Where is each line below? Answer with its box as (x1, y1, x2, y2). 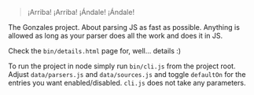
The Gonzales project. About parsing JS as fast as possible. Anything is (8, 23, 240, 31)
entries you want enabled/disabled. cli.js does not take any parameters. (8, 79, 246, 87)
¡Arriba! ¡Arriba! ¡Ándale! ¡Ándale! (27, 8, 135, 16)
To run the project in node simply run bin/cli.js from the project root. (8, 61, 236, 71)
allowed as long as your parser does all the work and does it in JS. (8, 31, 223, 40)
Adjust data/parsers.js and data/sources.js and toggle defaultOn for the (8, 70, 246, 79)
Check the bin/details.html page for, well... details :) (8, 46, 182, 55)
